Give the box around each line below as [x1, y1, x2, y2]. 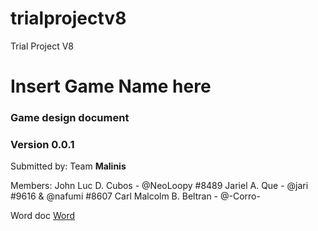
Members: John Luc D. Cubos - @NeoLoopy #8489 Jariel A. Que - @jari [10, 180, 309, 192]
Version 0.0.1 [10, 137, 75, 151]
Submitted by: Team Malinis [10, 160, 127, 172]
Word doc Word [10, 210, 76, 222]
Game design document [10, 111, 130, 125]
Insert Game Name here [10, 75, 212, 98]
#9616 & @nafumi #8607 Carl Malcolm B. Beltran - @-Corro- [10, 190, 261, 202]
